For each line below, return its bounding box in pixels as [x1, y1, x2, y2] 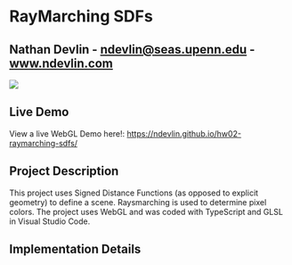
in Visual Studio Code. [9, 216, 91, 227]
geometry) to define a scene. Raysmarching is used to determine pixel [9, 196, 267, 207]
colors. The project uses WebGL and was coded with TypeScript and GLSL [9, 206, 283, 217]
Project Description [9, 163, 119, 179]
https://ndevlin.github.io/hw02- [126, 128, 242, 139]
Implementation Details [9, 242, 142, 257]
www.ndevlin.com [9, 55, 113, 70]
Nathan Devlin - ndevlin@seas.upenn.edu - [9, 42, 255, 57]
